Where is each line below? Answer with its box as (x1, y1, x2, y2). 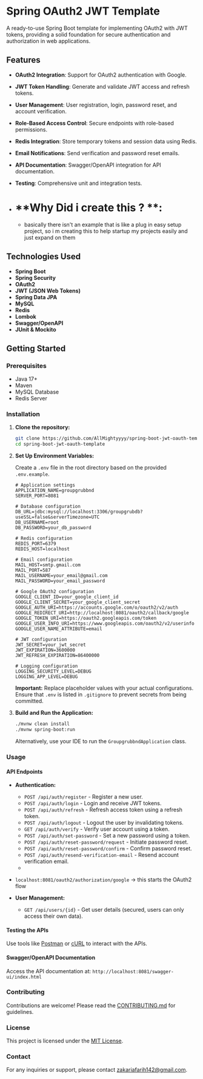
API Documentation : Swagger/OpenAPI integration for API (15, 161, 162, 168)
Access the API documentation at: (6, 967, 92, 974)
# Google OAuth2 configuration (15, 589, 95, 595)
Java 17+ (15, 375, 38, 383)
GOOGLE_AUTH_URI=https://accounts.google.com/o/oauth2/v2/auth (15, 605, 179, 611)
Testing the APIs (6, 926, 49, 934)
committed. (15, 698, 44, 705)
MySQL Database (15, 388, 59, 396)
